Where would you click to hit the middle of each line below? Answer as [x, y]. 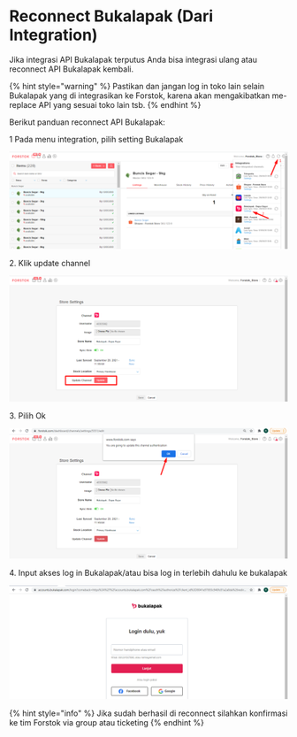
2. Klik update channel [50, 264]
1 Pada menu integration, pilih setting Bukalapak [96, 139]
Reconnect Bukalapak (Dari [111, 16]
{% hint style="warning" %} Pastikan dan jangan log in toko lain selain [137, 86]
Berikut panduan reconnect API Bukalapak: [87, 122]
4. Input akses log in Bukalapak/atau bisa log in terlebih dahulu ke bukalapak [148, 572]
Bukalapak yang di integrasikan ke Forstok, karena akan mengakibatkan [140, 96]
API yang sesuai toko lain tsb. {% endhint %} [120, 104]
